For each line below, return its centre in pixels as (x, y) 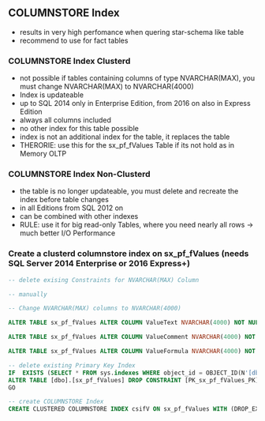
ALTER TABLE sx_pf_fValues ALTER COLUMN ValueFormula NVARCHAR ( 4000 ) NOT (132, 351)
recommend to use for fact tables (74, 40)
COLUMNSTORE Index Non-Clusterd (80, 175)
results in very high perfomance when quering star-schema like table (132, 32)
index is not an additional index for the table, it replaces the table (125, 137)
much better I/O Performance (67, 233)
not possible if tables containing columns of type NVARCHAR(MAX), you (137, 78)
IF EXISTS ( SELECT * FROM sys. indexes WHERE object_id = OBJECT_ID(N (127, 373)
